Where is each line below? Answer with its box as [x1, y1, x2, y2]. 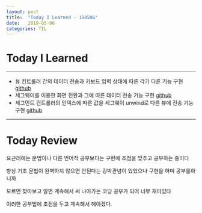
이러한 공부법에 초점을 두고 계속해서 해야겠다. [6, 200, 112, 208]
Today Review [6, 134, 78, 147]
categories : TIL [6, 25, 47, 32]
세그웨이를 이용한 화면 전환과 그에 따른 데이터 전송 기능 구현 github [14, 91, 172, 99]
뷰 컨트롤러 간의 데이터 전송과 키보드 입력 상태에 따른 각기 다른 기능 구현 [14, 78, 183, 85]
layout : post [6, 8, 39, 15]
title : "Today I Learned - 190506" [6, 14, 98, 20]
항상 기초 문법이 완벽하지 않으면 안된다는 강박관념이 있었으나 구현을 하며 [6, 167, 175, 174]
